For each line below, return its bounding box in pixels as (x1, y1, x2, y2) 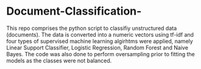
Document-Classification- (6, 4, 142, 18)
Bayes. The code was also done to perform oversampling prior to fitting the (6, 50, 195, 57)
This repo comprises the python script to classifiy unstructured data (6, 24, 177, 32)
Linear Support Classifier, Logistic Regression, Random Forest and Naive (6, 44, 189, 51)
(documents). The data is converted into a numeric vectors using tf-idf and (6, 31, 194, 38)
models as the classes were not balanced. (6, 57, 112, 64)
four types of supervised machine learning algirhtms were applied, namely (6, 37, 193, 45)
